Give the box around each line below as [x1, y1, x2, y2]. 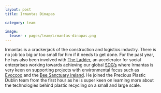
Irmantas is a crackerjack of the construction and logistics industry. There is [5, 47, 156, 53]
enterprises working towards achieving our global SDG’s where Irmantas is [5, 62, 154, 68]
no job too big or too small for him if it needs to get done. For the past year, [5, 52, 155, 58]
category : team [5, 20, 36, 25]
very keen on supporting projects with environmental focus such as [5, 67, 139, 73]
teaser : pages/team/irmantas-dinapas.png [9, 33, 96, 39]
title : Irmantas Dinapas [5, 12, 55, 16]
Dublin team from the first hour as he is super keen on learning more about [5, 78, 154, 83]
